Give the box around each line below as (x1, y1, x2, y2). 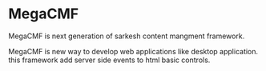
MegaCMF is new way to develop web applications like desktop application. (8, 46, 259, 56)
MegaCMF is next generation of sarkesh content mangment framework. (8, 31, 245, 41)
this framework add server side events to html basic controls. (8, 55, 211, 65)
